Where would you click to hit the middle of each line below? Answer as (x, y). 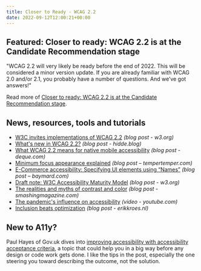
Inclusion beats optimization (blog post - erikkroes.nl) (82, 208)
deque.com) (30, 157)
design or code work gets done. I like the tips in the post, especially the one (100, 255)
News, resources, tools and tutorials (76, 123)
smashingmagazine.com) (47, 195)
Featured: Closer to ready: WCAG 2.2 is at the (94, 42)
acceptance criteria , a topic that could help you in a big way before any (95, 248)
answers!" (19, 85)
